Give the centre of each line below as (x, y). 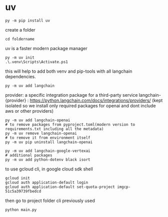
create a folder (20, 30)
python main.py (21, 209)
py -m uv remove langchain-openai (41, 133)
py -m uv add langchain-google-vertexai (48, 151)
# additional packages (29, 155)
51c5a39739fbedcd (23, 191)
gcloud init (17, 178)
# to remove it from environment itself (48, 138)
